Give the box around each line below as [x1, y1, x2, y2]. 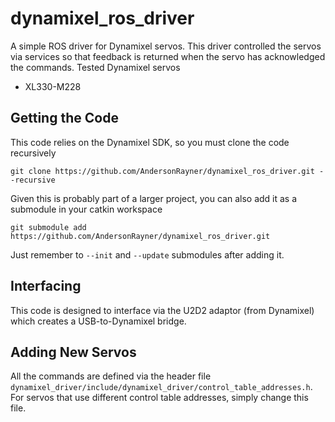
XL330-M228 [24, 80, 82, 92]
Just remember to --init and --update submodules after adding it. [10, 248, 285, 261]
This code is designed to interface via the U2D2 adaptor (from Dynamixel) [10, 304, 315, 316]
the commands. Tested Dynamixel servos [10, 61, 181, 73]
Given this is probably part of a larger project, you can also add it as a [10, 192, 298, 204]
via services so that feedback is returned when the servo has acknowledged [10, 50, 326, 62]
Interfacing [10, 278, 82, 295]
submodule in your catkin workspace [10, 203, 163, 215]
